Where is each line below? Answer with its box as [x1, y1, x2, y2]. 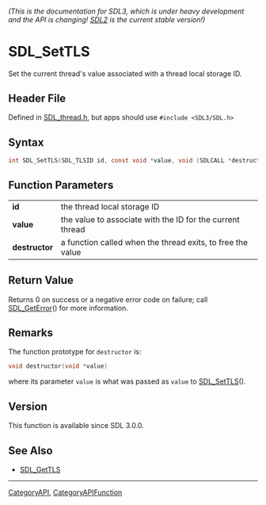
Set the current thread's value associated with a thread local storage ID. [8, 68, 242, 78]
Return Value [8, 274, 74, 287]
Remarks [8, 326, 54, 340]
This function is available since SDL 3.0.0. [8, 421, 144, 430]
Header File [8, 91, 66, 105]
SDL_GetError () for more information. [8, 303, 129, 312]
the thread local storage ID [60, 201, 160, 212]
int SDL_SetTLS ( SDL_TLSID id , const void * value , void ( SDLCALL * [8, 157, 232, 165]
